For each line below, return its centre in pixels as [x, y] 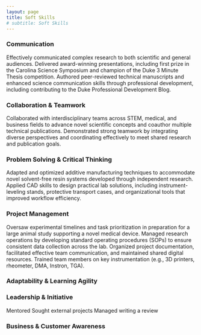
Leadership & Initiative [40, 298]
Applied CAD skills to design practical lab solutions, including [82, 185]
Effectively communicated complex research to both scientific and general [98, 57]
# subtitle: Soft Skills [37, 23]
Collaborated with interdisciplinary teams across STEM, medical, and [91, 118]
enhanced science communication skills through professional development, [100, 83]
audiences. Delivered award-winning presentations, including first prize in [98, 63]
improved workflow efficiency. [44, 198]
